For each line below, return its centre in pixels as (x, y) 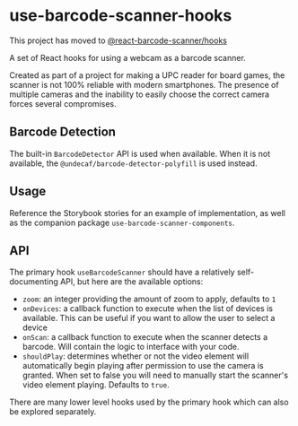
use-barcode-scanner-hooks (121, 16)
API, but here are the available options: (131, 282)
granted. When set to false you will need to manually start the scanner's (155, 375)
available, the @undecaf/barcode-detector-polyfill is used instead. (133, 163)
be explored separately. (53, 412)
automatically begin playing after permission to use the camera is (143, 366)
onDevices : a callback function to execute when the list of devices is (148, 309)
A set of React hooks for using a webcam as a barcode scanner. (128, 57)
